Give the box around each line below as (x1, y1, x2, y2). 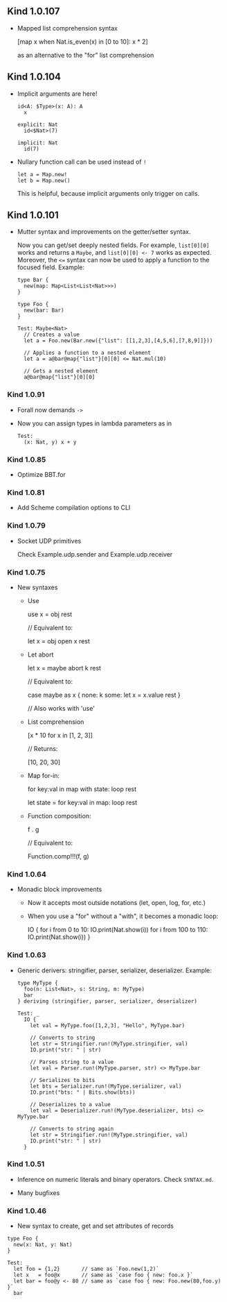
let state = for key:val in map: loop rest (27, 798, 137, 806)
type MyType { (17, 979, 58, 986)
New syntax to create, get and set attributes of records (17, 1221, 174, 1231)
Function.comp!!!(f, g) (27, 852, 90, 860)
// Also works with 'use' (27, 704, 96, 712)
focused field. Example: (17, 263, 85, 271)
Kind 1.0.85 (7, 455, 46, 464)
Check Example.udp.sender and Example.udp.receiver (17, 550, 173, 558)
